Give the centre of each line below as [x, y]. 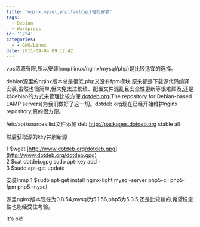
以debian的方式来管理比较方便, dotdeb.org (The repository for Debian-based [99, 96]
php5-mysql [32, 187]
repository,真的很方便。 [35, 111]
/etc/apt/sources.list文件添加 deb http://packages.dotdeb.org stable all [93, 124]
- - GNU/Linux [29, 46]
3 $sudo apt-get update [36, 168]
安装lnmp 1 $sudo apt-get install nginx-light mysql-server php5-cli [87, 180]
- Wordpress [27, 28]
